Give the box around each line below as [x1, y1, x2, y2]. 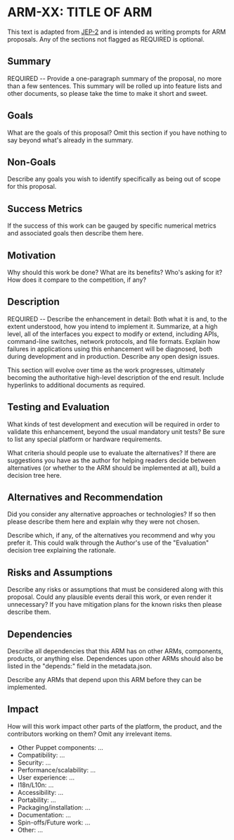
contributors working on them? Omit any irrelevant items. [7, 729, 172, 738]
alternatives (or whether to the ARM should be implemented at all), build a [7, 463, 221, 472]
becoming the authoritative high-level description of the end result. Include [7, 373, 225, 381]
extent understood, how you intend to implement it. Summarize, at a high [7, 322, 218, 331]
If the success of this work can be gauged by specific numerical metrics [7, 221, 216, 230]
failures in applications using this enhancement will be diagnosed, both [7, 345, 213, 353]
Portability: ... [17, 796, 56, 804]
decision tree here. [7, 471, 62, 479]
